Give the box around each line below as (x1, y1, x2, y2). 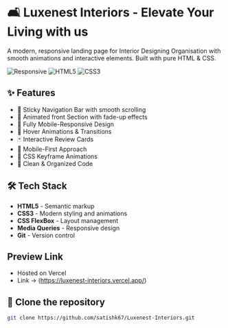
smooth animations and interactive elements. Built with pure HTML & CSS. (7, 54, 216, 62)
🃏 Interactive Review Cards (16, 134, 94, 143)
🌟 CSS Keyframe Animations (16, 152, 98, 161)
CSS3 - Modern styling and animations (16, 209, 128, 218)
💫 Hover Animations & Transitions (16, 127, 112, 135)
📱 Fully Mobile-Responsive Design (16, 120, 115, 128)
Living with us (7, 24, 89, 40)
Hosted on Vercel (16, 269, 67, 277)
